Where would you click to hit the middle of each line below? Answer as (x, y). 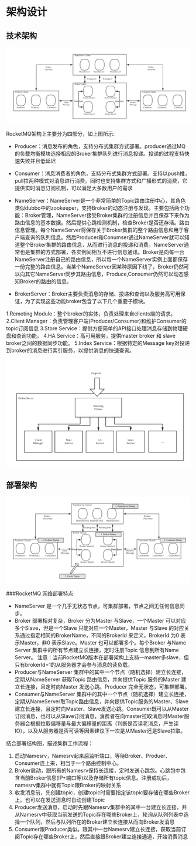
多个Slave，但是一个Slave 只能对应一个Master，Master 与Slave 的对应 (99, 628)
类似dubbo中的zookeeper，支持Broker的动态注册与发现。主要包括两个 (99, 208)
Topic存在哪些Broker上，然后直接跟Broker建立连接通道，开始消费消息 (104, 836)
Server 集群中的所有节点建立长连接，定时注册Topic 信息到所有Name (97, 650)
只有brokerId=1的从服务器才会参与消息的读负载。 (74, 664)
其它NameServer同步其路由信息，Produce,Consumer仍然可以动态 (104, 274)
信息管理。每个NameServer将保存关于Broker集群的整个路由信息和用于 (99, 230)
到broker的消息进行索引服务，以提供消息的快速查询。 (70, 351)
